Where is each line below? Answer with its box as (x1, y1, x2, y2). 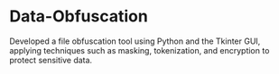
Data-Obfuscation (9, 6, 149, 27)
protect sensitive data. (9, 54, 93, 65)
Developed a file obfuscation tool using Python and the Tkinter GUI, (9, 36, 261, 46)
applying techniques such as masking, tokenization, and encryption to (9, 45, 270, 55)
